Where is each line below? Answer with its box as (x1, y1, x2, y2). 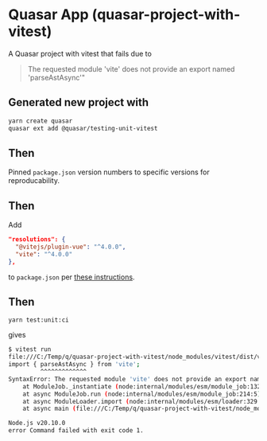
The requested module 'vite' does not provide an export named (27, 64, 235, 73)
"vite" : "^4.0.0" (15, 250, 73, 258)
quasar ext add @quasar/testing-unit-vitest (8, 124, 158, 132)
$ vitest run (8, 345, 52, 353)
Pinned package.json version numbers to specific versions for (8, 167, 210, 177)
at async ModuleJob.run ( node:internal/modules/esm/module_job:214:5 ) (22, 390, 261, 398)
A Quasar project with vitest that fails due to (8, 49, 153, 58)
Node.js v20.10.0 (8, 420, 66, 427)
